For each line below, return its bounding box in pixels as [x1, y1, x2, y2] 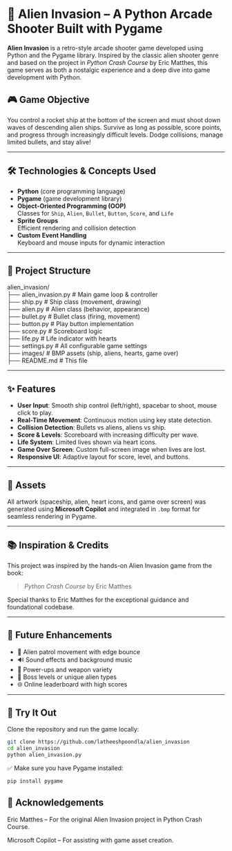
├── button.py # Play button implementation [7, 320, 135, 328]
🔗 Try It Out [7, 707, 57, 719]
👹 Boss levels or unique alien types [17, 673, 117, 681]
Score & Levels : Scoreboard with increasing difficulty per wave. [17, 431, 199, 439]
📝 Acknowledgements [7, 797, 104, 809]
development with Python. [7, 73, 82, 82]
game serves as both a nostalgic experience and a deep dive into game [7, 66, 211, 74]
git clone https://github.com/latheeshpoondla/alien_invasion [7, 738, 190, 745]
